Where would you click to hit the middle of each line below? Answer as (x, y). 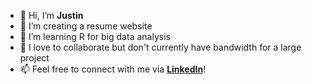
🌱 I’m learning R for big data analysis (95, 36)
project (34, 58)
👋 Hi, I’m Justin (51, 15)
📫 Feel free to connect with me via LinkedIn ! (113, 69)
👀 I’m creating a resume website (86, 26)
